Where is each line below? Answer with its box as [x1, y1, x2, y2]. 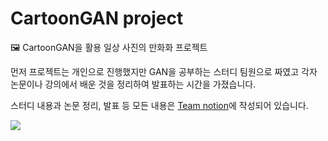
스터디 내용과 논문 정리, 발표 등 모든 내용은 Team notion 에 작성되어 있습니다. [10, 99, 309, 111]
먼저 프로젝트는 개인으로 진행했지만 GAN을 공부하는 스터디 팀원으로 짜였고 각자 [10, 65, 318, 77]
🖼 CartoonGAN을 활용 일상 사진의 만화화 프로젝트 [10, 41, 208, 53]
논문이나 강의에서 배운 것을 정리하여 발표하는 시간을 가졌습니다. [10, 78, 257, 90]
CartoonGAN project [10, 7, 184, 30]
